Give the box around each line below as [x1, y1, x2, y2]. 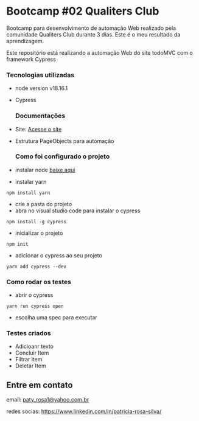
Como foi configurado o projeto [15, 152, 110, 161]
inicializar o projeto [15, 229, 63, 237]
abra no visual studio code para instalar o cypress [15, 207, 141, 214]
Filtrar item [15, 356, 43, 363]
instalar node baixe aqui [15, 166, 75, 173]
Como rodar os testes [6, 277, 72, 286]
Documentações [15, 111, 66, 120]
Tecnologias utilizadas [6, 71, 75, 79]
